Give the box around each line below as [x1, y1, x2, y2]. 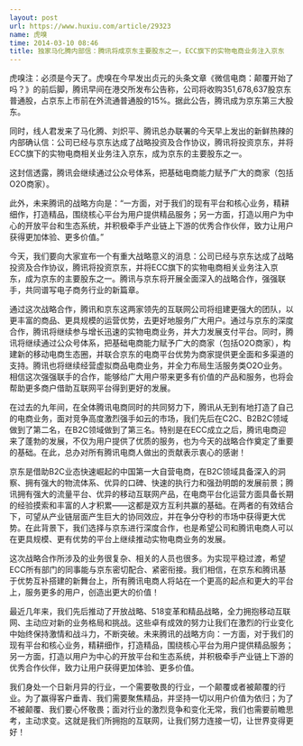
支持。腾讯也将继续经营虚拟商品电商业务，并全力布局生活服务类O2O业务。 [9, 360, 287, 371]
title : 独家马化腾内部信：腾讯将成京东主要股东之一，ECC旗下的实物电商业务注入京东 [9, 47, 285, 56]
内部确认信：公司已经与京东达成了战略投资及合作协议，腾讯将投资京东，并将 [9, 137, 294, 148]
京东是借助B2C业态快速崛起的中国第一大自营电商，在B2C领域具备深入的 [9, 466, 278, 477]
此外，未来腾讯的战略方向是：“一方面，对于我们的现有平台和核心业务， [9, 198, 274, 208]
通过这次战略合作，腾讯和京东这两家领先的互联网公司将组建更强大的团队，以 [9, 304, 294, 315]
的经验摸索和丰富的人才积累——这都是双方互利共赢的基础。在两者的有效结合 [9, 500, 294, 511]
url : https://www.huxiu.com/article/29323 [9, 22, 171, 31]
